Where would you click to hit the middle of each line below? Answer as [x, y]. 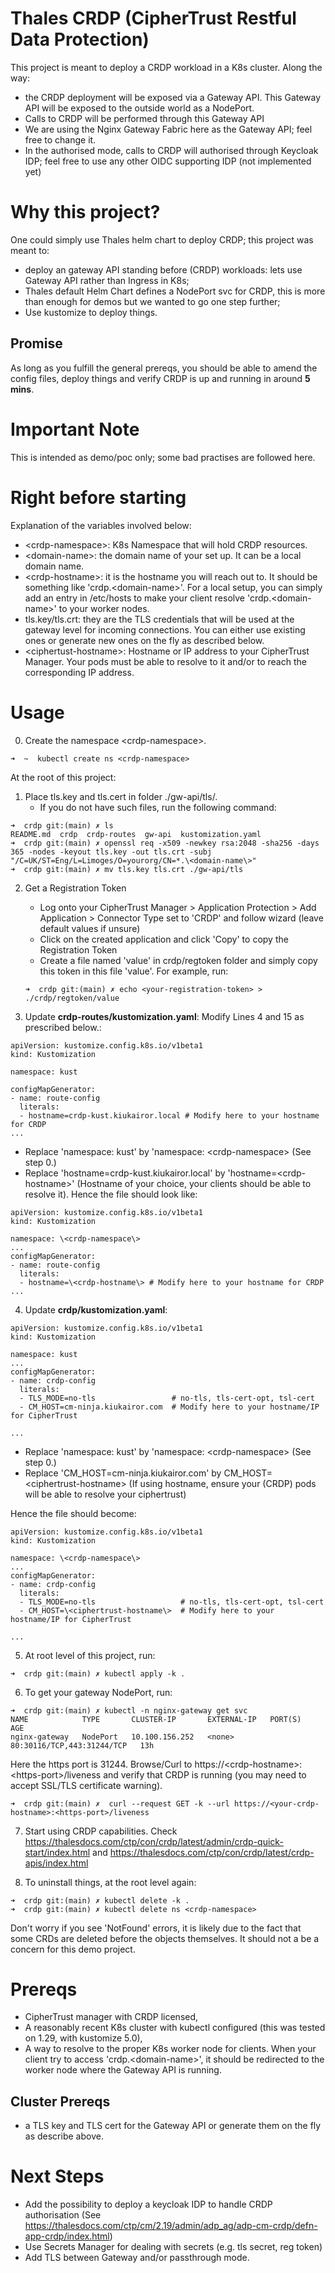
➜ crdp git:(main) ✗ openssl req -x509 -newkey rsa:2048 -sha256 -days [165, 843]
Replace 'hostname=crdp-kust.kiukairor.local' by [125, 1173]
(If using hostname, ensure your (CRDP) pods [222, 1483]
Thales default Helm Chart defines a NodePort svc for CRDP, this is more [175, 291]
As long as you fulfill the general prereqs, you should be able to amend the [164, 368]
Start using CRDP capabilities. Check [101, 1831]
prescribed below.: [63, 1027]
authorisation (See [63, 2215]
